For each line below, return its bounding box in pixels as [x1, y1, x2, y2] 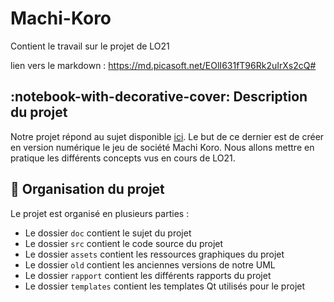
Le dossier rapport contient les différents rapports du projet [24, 269, 272, 281]
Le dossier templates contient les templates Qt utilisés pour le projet [24, 280, 306, 292]
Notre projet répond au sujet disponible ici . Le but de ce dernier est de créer [10, 130, 325, 142]
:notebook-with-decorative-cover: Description [10, 88, 308, 106]
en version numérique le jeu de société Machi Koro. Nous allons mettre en [10, 141, 315, 153]
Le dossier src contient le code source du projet [24, 237, 224, 249]
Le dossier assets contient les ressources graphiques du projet [24, 248, 285, 260]
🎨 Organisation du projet [10, 181, 165, 198]
